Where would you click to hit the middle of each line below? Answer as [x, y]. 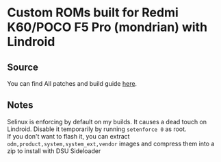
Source [23, 67]
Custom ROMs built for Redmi [93, 13]
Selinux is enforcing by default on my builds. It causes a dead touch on [107, 121]
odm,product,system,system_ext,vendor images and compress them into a [111, 143]
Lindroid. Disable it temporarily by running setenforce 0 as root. [97, 129]
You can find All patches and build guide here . [72, 83]
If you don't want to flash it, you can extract [68, 136]
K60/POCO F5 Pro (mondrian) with [107, 27]
